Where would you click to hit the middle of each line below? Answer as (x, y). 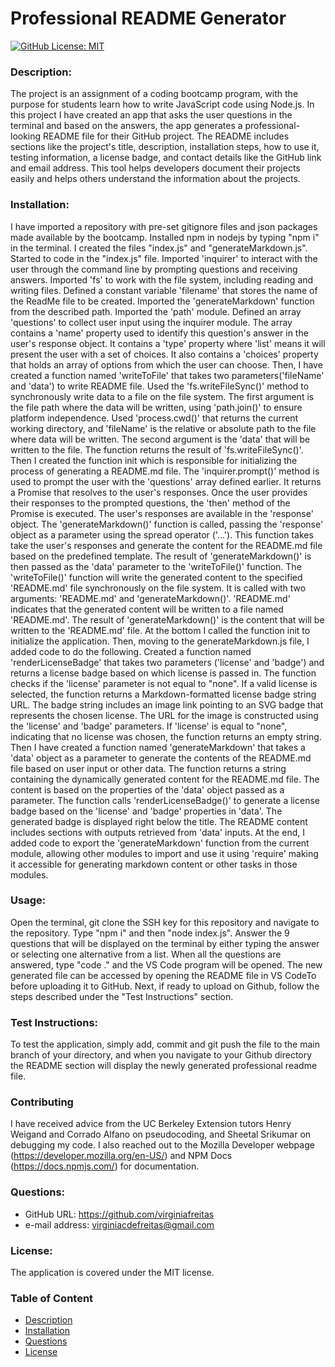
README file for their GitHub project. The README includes (166, 136)
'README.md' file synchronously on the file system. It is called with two (158, 588)
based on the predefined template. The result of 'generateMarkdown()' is (161, 556)
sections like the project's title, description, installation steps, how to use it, (165, 147)
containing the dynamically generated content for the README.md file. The (165, 779)
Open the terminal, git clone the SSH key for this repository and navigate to (165, 922)
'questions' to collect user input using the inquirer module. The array (151, 322)
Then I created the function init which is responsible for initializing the (154, 460)
